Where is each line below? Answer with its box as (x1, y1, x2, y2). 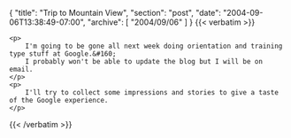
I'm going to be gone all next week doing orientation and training (25, 42, 283, 50)
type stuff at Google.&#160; (9, 50, 117, 58)
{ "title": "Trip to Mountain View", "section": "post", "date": (9, 8, 221, 18)
